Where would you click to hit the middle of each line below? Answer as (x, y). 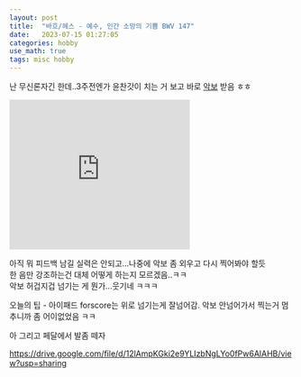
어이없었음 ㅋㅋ (69, 316)
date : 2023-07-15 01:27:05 (64, 34)
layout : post (34, 18)
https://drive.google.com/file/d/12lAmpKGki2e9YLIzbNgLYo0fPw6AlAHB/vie (150, 354)
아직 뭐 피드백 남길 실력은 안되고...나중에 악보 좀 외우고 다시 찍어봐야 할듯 (137, 263)
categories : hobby (44, 43)
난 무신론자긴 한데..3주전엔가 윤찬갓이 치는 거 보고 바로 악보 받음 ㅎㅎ (131, 86)
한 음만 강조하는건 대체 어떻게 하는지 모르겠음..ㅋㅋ (98, 275)
